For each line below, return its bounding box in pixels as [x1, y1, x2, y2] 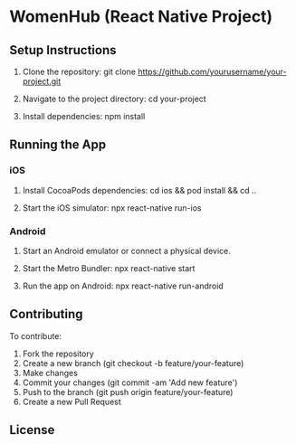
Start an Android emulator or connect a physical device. [22, 245, 231, 256]
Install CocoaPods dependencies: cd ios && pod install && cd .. [22, 184, 257, 195]
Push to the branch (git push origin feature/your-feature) [22, 386, 234, 397]
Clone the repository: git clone [22, 66, 136, 77]
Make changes [22, 367, 79, 378]
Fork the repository [22, 348, 95, 359]
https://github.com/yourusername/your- [137, 66, 287, 77]
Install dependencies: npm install [22, 111, 146, 121]
